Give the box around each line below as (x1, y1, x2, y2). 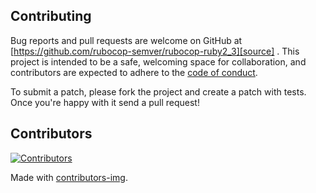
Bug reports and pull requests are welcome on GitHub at (10, 34, 243, 46)
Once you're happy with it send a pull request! (10, 96, 200, 108)
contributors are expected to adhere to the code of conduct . (10, 66, 258, 78)
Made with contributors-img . (10, 171, 128, 183)
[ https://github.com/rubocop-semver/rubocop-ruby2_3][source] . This (10, 45, 300, 57)
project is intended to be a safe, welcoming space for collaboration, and (10, 55, 307, 68)
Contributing (10, 8, 92, 25)
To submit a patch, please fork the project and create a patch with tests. (10, 85, 307, 98)
